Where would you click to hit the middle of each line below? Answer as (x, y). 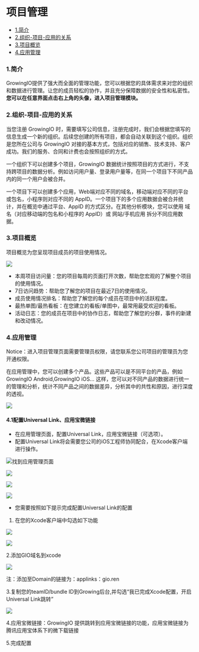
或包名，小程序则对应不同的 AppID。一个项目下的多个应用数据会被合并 (92, 199)
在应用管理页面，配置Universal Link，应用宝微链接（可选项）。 (90, 434)
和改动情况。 (30, 320)
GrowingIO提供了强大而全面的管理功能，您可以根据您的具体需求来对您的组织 (99, 83)
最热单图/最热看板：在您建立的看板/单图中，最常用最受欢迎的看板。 (97, 305)
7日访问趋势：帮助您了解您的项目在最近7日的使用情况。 (83, 291)
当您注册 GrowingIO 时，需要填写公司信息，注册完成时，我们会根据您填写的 (98, 129)
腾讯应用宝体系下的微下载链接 (42, 631)
